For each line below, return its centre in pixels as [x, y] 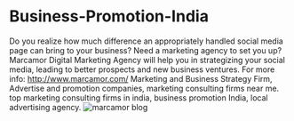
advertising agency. [45, 107]
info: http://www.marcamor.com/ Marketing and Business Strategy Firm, [141, 78]
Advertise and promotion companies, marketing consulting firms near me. [144, 88]
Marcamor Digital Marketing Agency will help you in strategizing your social [147, 60]
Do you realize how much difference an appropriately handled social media [147, 41]
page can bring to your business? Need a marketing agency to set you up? [146, 50]
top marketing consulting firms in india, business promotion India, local [139, 97]
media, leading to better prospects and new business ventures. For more [142, 69]
